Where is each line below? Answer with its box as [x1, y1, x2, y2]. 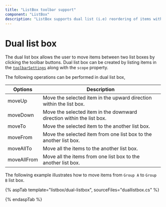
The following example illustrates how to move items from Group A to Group [5, 172, 157, 178]
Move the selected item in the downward [42, 108, 137, 115]
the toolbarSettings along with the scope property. [5, 65, 109, 71]
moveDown [7, 112, 34, 119]
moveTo [7, 123, 26, 130]
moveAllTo [7, 145, 32, 152]
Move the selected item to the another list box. [42, 123, 150, 130]
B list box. [5, 177, 25, 183]
